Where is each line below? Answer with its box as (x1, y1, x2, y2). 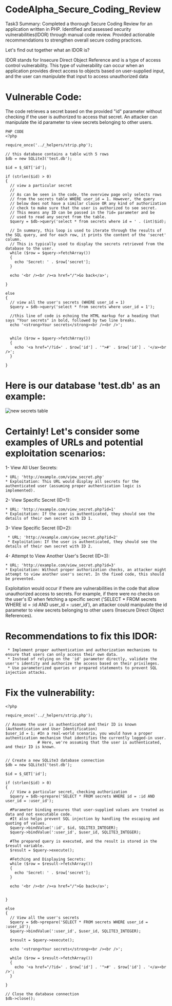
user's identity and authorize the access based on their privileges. (5, 661, 160, 666)
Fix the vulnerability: (5, 687, 95, 698)
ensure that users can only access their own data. (5, 652, 118, 657)
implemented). (5, 488, 36, 493)
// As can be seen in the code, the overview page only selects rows (10, 192, 162, 197)
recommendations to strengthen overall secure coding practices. (5, 37, 143, 43)
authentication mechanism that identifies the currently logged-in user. (5, 735, 167, 741)
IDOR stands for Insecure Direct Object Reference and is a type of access (5, 56, 161, 63)
